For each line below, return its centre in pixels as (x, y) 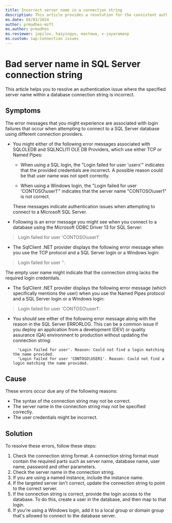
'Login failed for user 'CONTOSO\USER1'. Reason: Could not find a (91, 359)
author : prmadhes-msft (29, 24)
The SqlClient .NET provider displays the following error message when (88, 247)
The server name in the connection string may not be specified (79, 407)
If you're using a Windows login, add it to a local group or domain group (88, 510)
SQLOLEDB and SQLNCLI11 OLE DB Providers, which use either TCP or (87, 149)
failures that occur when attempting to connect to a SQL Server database (82, 128)
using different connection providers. (44, 134)
